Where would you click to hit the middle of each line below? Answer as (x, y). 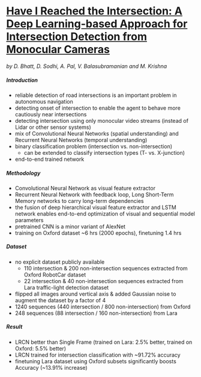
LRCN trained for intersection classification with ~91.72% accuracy (98, 355)
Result (14, 327)
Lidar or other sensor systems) (53, 127)
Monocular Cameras (58, 50)
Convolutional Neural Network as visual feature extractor (85, 188)
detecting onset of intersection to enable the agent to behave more (98, 108)
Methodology (23, 173)
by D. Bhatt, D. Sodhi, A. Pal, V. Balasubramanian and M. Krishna (87, 66)
